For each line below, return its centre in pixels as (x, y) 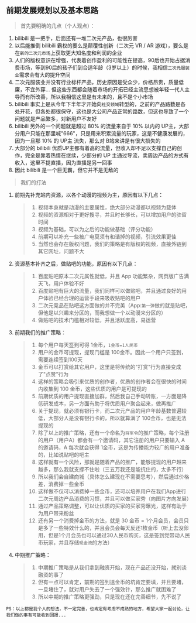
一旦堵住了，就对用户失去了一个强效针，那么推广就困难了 (107, 589)
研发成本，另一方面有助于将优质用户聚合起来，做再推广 (110, 403)
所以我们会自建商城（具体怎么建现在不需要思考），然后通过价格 (114, 477)
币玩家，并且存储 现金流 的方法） (75, 542)
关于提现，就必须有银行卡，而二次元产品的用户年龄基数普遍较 (112, 410)
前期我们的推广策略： (40, 332)
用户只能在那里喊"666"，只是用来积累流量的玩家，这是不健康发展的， (104, 133)
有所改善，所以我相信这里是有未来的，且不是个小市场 (89, 97)
